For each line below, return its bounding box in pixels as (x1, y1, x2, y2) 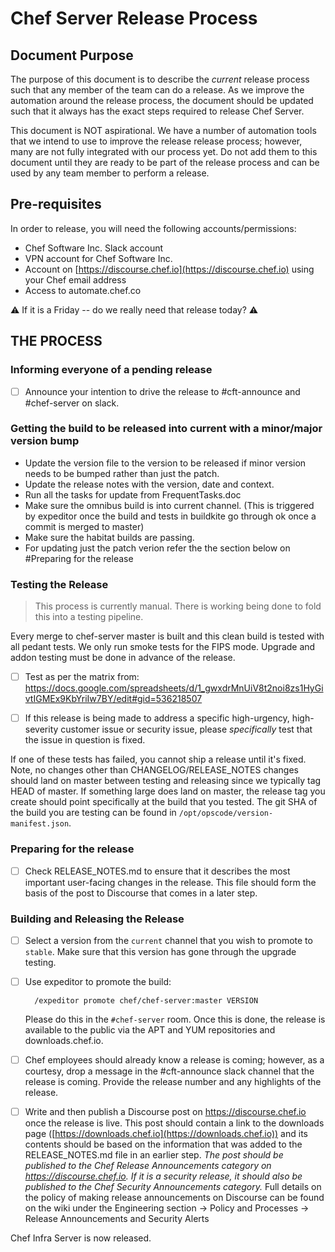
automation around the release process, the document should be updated (10, 95, 314, 106)
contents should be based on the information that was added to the (24, 1138, 303, 1151)
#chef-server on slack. (24, 397, 120, 409)
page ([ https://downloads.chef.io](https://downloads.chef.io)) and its (24, 1128, 308, 1140)
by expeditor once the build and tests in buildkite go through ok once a (24, 510, 317, 522)
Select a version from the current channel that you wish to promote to (24, 934, 313, 946)
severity (24, 723, 59, 736)
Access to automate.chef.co (24, 284, 142, 296)
